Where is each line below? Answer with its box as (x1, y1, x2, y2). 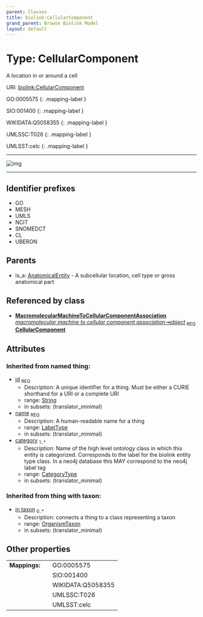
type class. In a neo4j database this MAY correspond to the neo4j (24, 457, 187, 465)
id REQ (14, 376, 31, 384)
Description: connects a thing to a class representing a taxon (24, 513, 176, 521)
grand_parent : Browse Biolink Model (6, 20, 98, 26)
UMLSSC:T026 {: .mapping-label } (6, 131, 92, 138)
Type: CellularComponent (6, 52, 139, 66)
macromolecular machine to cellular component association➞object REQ (14, 318, 196, 327)
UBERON (14, 238, 38, 245)
